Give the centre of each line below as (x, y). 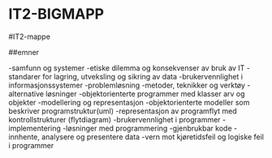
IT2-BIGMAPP (56, 14)
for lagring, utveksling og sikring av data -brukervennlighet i (143, 76)
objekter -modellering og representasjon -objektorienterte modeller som (129, 102)
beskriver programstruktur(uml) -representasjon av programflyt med (123, 111)
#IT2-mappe (30, 36)
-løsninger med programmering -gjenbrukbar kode (147, 128)
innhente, (24, 137)
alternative (26, 93)
